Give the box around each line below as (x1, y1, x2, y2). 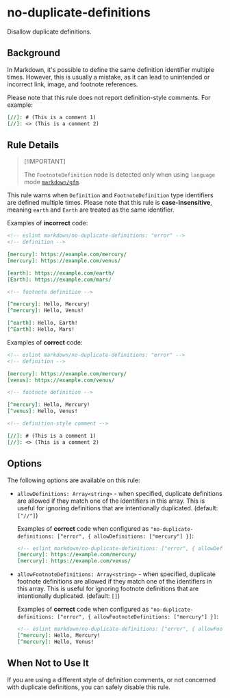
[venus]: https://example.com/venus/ (7, 377, 115, 384)
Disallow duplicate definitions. (7, 27, 92, 36)
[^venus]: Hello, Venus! (7, 408, 78, 415)
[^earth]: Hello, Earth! (7, 320, 78, 327)
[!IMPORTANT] (23, 158, 66, 166)
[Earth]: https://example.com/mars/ (7, 276, 112, 283)
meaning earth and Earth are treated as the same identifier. (7, 205, 175, 214)
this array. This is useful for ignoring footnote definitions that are (16, 584, 199, 593)
